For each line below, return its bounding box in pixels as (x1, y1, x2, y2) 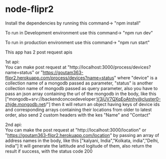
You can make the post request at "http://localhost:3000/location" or (5, 126, 147, 133)
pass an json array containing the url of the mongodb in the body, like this (5, 90, 157, 96)
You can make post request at (5, 64, 67, 70)
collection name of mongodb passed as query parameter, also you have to (5, 85, 158, 91)
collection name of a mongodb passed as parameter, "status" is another (5, 80, 153, 86)
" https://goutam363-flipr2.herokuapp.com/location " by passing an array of (5, 132, 160, 138)
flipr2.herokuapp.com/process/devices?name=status (5, 74, 115, 80)
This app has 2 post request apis (5, 49, 73, 55)
